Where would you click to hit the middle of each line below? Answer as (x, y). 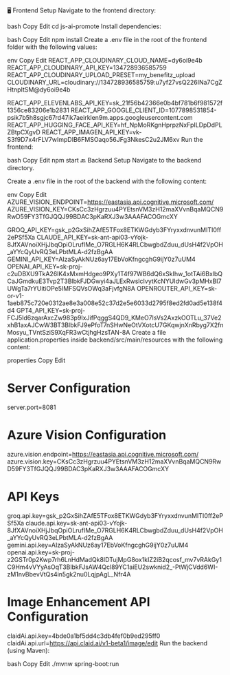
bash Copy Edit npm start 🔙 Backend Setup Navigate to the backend (104, 160)
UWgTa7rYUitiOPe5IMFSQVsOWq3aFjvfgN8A (71, 288)
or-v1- (16, 296)
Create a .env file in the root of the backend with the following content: (107, 181)
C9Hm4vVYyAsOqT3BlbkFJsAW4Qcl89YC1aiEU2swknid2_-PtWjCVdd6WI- (113, 567)
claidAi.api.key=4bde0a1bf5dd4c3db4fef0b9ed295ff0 (84, 636)
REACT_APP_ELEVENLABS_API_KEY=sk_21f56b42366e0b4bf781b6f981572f (115, 103)
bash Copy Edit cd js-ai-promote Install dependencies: (84, 26)
